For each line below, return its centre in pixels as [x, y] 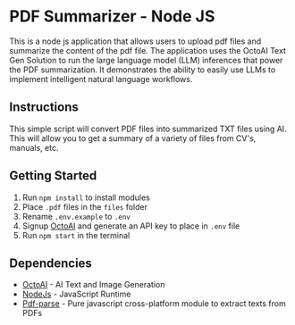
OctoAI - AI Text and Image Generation [93, 285]
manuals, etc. [34, 147]
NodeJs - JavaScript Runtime [76, 294]
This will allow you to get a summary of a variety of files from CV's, [133, 138]
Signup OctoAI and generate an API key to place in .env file [131, 226]
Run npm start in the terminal [76, 235]
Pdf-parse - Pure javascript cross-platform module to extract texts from [154, 304]
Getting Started [53, 176]
